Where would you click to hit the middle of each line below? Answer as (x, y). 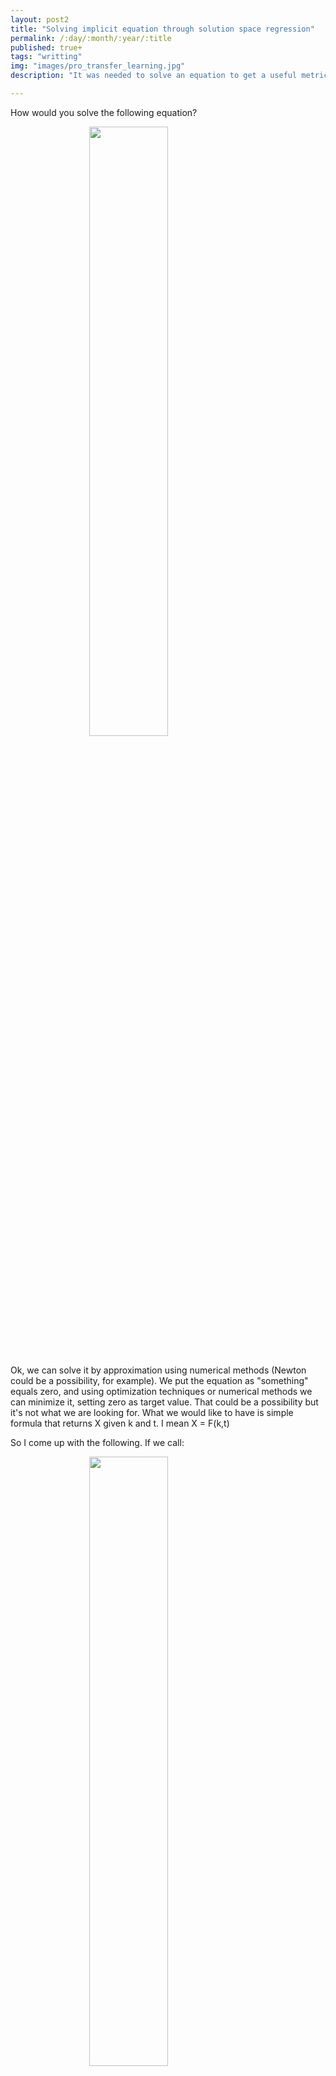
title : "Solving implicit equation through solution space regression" (162, 29)
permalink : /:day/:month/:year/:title (91, 38)
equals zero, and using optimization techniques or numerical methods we (161, 1391)
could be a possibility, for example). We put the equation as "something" (159, 1380)
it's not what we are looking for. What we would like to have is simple (152, 1412)
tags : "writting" (46, 57)
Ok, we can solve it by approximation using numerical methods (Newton (158, 1370)
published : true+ (46, 47)
